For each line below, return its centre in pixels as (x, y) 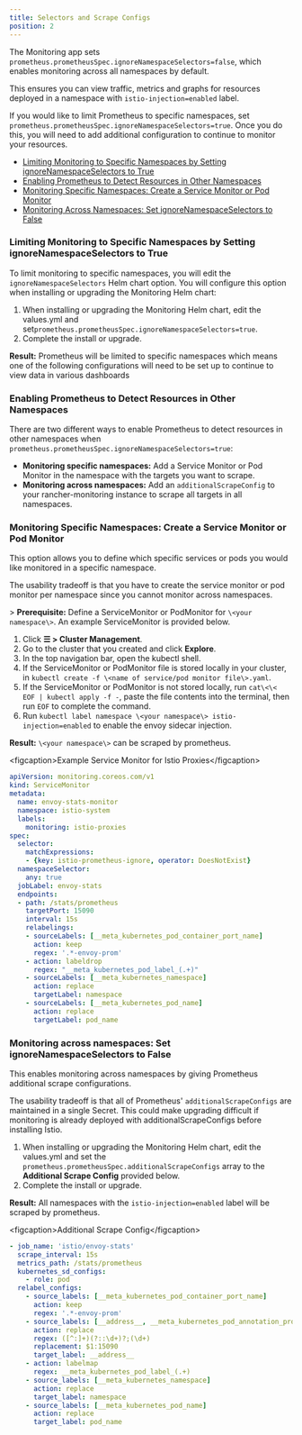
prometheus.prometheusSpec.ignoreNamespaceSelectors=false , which (136, 61)
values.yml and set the (64, 1156)
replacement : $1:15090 (75, 1347)
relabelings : (50, 928)
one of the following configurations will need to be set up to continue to (142, 365)
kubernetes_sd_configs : (62, 1271)
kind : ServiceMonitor (50, 786)
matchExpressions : (60, 852)
